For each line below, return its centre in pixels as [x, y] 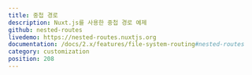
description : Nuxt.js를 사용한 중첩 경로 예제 [78, 23]
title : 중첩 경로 [33, 15]
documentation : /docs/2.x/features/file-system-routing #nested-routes [126, 45]
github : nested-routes [45, 30]
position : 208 [31, 59]
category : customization [49, 52]
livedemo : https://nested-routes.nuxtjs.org [82, 37]
